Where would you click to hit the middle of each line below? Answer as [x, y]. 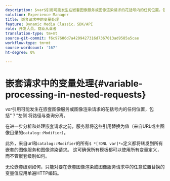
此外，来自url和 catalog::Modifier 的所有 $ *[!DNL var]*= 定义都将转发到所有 [84, 143]
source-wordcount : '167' [31, 48]
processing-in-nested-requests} [76, 95]
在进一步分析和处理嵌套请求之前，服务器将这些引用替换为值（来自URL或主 [83, 126]
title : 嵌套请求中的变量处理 [32, 19]
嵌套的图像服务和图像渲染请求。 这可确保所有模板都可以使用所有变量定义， [83, 150]
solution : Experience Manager [37, 15]
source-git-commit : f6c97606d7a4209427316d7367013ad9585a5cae [72, 39]
